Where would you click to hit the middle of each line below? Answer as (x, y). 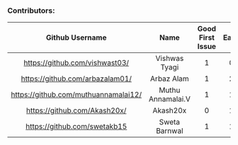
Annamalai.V (170, 99)
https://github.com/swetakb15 (76, 127)
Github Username (76, 37)
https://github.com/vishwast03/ (76, 63)
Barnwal (169, 131)
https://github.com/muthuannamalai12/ (76, 95)
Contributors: (31, 11)
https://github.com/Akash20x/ (76, 110)
